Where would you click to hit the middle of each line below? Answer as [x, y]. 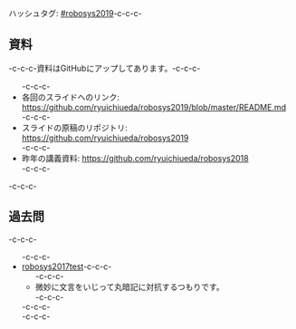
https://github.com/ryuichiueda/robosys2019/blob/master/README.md [154, 107]
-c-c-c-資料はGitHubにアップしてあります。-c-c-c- [105, 68]
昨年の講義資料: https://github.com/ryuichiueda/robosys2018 [135, 158]
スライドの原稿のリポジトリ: [74, 127]
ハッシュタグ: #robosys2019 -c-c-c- [75, 13]
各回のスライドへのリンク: [70, 97]
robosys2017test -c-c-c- [67, 266]
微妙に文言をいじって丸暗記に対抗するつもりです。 [129, 286]
